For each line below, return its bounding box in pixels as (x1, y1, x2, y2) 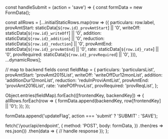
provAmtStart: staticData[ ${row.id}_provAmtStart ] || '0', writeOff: (5, 25, 141, 31)
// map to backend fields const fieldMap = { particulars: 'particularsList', (5, 66, 155, 73)
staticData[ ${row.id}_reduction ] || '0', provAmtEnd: (5, 41, 113, 47)
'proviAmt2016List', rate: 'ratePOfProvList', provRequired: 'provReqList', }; (5, 83, 158, 89)
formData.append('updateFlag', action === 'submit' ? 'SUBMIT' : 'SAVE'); (5, 113, 158, 119)
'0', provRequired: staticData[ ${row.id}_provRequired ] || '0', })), (5, 51, 138, 57)
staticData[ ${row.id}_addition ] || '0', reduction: (5, 35, 105, 41)
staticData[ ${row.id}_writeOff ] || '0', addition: (5, 30, 102, 36)
